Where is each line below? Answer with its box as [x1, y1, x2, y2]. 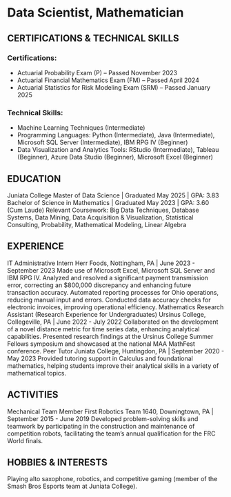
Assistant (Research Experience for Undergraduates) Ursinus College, [7, 310, 206, 318]
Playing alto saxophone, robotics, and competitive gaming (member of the [7, 475, 218, 483]
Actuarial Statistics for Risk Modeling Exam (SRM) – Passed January [17, 83, 211, 91]
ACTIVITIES [7, 389, 59, 401]
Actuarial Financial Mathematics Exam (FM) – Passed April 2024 [17, 76, 200, 84]
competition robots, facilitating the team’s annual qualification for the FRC [7, 429, 216, 438]
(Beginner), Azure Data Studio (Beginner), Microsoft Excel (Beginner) [17, 153, 214, 162]
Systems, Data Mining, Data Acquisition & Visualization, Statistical [7, 213, 194, 222]
